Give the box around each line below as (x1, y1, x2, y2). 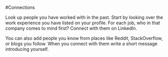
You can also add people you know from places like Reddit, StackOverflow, (5, 35, 163, 41)
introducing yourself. (5, 46, 49, 52)
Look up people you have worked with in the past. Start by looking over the (5, 14, 163, 20)
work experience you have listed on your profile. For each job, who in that (5, 20, 160, 26)
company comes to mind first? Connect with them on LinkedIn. (5, 25, 137, 31)
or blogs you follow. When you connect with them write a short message (5, 41, 158, 47)
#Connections (5, 5, 35, 10)
